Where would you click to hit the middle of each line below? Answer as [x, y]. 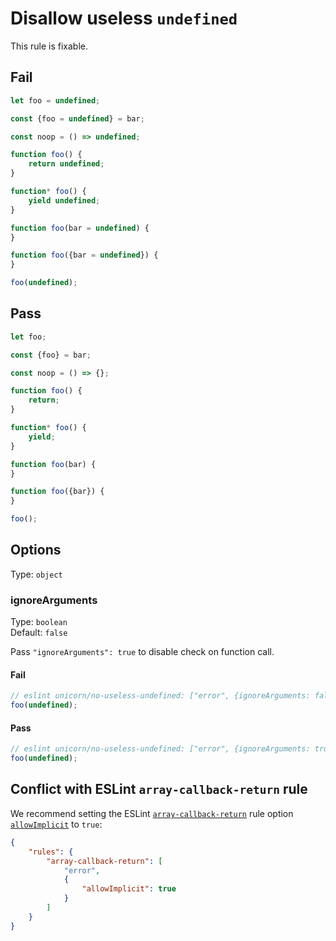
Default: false [39, 633]
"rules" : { [51, 852]
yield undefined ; [64, 200]
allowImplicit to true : [56, 824]
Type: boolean [39, 622]
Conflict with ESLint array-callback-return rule [159, 789]
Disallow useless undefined [124, 18]
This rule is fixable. [49, 46]
